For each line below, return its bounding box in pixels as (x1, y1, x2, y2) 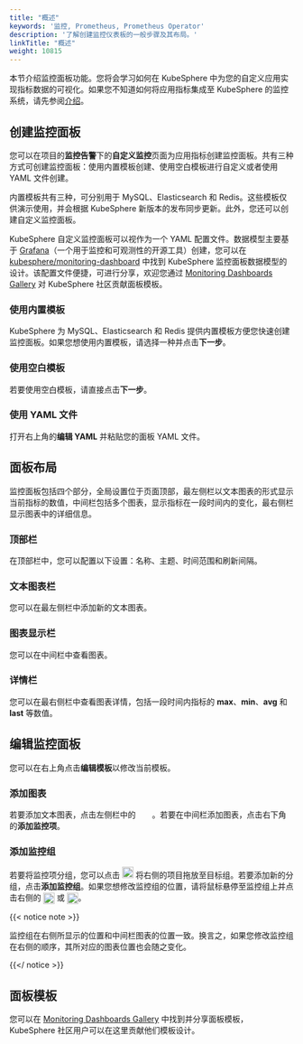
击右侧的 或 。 (9, 892, 87, 903)
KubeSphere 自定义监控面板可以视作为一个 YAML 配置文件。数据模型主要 (9, 233, 281, 244)
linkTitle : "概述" (9, 38, 76, 48)
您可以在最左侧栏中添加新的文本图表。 (9, 602, 151, 613)
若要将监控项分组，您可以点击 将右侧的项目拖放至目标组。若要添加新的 (9, 870, 286, 881)
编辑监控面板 (9, 737, 81, 752)
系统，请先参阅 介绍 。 (9, 96, 88, 107)
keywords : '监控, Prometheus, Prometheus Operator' (9, 22, 205, 31)
